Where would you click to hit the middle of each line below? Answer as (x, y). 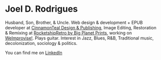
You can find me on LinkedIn (34, 53)
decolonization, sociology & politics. (41, 43)
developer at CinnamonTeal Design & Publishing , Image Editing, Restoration (81, 27)
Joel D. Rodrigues (41, 9)
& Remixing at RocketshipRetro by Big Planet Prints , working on (69, 33)
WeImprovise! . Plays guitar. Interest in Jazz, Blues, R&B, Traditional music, (79, 38)
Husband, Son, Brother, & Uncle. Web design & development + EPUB (74, 22)
